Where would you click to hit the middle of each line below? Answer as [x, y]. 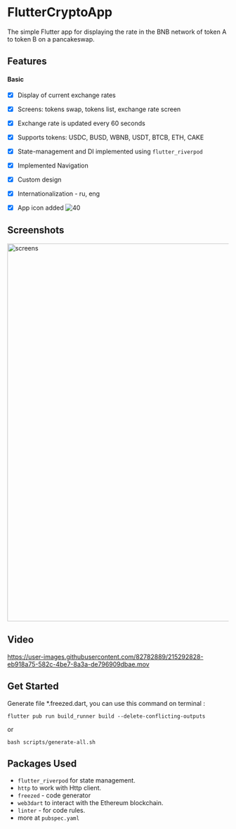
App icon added [41, 208]
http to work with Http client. [59, 788]
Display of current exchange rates [66, 95]
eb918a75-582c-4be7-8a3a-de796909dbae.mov [78, 664]
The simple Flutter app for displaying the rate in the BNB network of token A [117, 32]
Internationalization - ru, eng [59, 194]
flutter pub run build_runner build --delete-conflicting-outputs [106, 716]
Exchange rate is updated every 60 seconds [81, 123]
